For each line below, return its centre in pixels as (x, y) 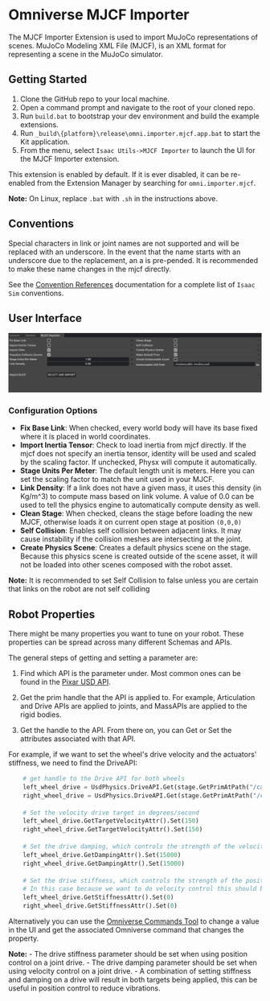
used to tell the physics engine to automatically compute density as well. (140, 505)
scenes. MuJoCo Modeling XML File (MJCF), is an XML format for (117, 45)
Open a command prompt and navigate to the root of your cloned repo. (137, 107)
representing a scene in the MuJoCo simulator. (86, 54)
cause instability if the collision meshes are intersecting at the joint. (131, 539)
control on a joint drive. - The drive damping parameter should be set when (133, 962)
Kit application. (45, 142)
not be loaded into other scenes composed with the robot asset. (126, 565)
